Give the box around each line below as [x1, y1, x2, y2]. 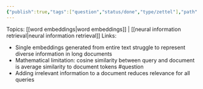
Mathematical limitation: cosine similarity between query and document [15, 56, 195, 64]
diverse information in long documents [15, 50, 113, 58]
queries [15, 76, 35, 83]
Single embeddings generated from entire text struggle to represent [15, 44, 186, 51]
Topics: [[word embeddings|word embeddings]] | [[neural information [6, 25, 181, 33]
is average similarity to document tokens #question [15, 63, 144, 70]
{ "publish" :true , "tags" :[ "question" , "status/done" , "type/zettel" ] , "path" [6, 8, 198, 15]
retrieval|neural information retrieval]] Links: [6, 31, 117, 39]
